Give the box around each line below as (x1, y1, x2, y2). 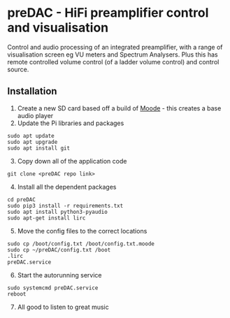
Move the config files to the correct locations (17, 226, 148, 235)
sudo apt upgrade (7, 138, 58, 145)
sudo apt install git (7, 145, 71, 152)
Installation (7, 85, 57, 97)
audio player (17, 111, 54, 120)
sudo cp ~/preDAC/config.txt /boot (7, 246, 111, 253)
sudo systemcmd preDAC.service (7, 284, 99, 291)
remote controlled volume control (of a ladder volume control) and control (7, 57, 220, 66)
